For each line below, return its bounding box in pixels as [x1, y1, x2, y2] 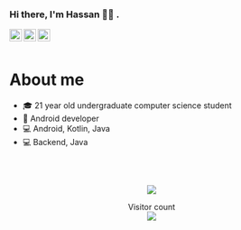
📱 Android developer [22, 113, 99, 124]
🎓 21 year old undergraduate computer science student [22, 100, 232, 111]
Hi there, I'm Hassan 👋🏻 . [9, 8, 120, 21]
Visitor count [127, 202, 176, 213]
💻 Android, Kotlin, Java [22, 124, 111, 134]
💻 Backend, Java [22, 137, 88, 148]
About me [9, 69, 85, 90]
